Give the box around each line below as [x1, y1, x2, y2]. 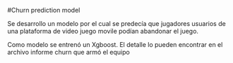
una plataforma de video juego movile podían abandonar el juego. [7, 27, 199, 35]
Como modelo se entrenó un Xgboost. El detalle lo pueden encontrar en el [7, 41, 223, 48]
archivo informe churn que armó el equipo [7, 48, 131, 56]
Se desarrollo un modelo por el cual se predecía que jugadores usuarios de [7, 20, 226, 27]
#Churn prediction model [7, 6, 80, 14]
